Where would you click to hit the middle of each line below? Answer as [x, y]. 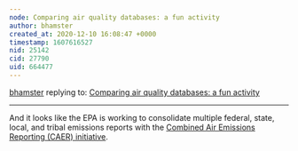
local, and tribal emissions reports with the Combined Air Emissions [132, 127]
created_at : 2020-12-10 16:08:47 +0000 [83, 34]
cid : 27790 [29, 59]
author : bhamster [41, 26]
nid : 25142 [29, 51]
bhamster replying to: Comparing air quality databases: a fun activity [134, 92]
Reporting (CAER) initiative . [59, 136]
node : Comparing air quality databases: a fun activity [114, 17]
